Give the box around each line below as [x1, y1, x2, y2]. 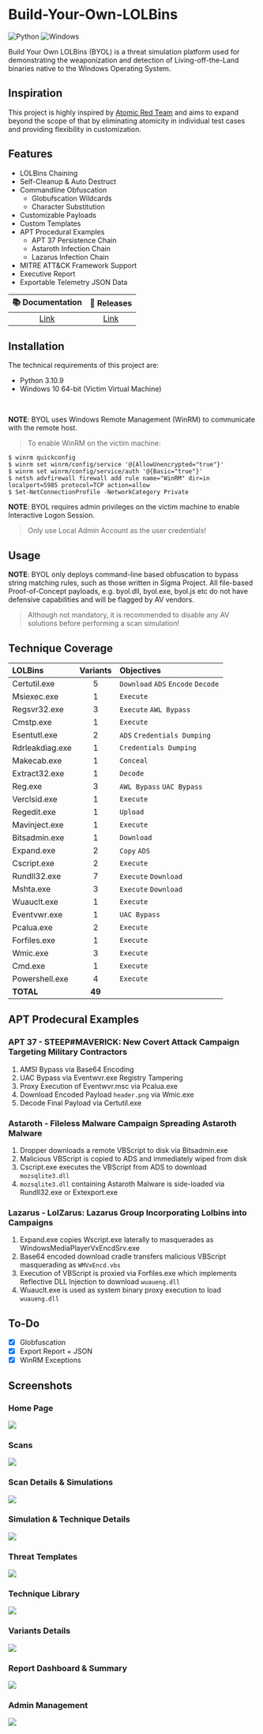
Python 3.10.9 [19, 376, 65, 385]
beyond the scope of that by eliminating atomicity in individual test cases [8, 116, 246, 126]
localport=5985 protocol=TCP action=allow [8, 482, 150, 490]
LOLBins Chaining [19, 168, 78, 178]
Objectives [119, 665, 162, 676]
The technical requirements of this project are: [8, 361, 160, 370]
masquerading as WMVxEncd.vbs [19, 1260, 121, 1270]
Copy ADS [119, 846, 151, 855]
